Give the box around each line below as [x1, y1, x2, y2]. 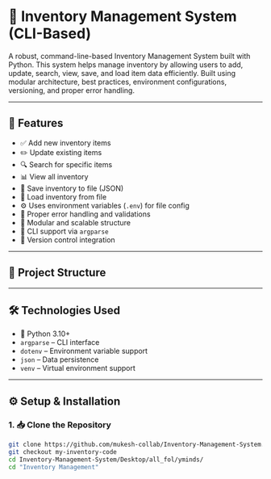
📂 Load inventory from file [19, 191, 107, 201]
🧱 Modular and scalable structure [19, 217, 131, 227]
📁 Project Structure [8, 266, 106, 279]
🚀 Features [8, 116, 64, 130]
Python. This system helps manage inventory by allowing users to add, [8, 60, 244, 69]
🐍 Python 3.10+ [19, 329, 71, 338]
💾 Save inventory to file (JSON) [19, 183, 124, 193]
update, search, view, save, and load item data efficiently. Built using [8, 68, 236, 78]
